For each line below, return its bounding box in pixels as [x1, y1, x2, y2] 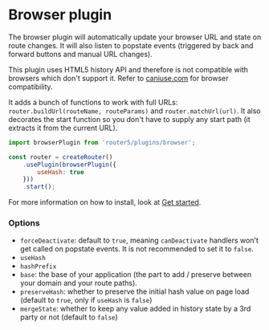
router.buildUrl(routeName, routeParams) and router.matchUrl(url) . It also [8, 106, 261, 116]
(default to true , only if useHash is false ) [19, 295, 153, 305]
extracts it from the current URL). [8, 123, 118, 132]
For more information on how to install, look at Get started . [8, 198, 202, 207]
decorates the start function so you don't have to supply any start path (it [8, 114, 251, 124]
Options [8, 218, 40, 229]
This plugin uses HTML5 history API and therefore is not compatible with [8, 64, 249, 74]
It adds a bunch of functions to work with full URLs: [8, 97, 178, 107]
